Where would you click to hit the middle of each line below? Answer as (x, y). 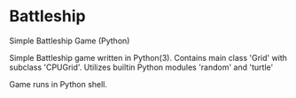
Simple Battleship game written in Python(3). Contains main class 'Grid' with (148, 57)
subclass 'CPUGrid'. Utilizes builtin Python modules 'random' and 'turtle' (141, 67)
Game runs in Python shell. (58, 84)
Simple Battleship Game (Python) (70, 41)
